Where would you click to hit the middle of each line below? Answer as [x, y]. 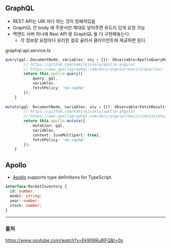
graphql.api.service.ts [28, 50]
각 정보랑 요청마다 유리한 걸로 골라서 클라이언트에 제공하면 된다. [83, 40]
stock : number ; [26, 205]
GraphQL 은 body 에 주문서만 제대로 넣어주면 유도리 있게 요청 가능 [79, 27]
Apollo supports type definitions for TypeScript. [63, 178]
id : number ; [23, 191]
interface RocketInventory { [36, 187]
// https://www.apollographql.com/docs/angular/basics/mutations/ [95, 116]
